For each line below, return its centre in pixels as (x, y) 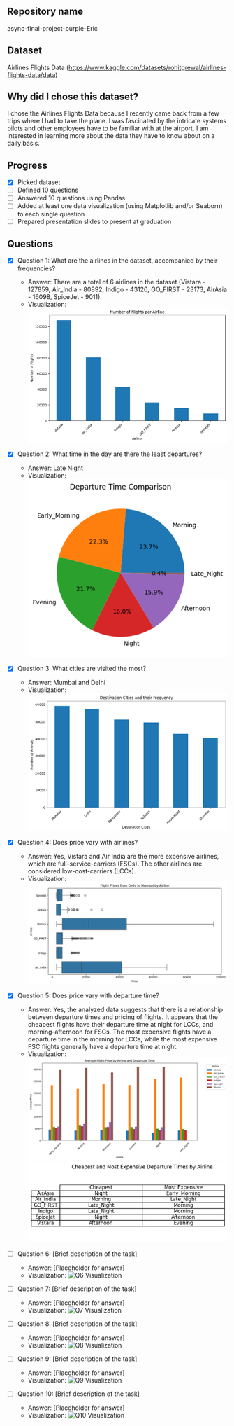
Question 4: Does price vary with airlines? (78, 843)
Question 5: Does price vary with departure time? (88, 996)
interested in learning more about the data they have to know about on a (111, 136)
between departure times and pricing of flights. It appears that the (123, 1017)
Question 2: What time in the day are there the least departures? (110, 454)
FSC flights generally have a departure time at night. (103, 1047)
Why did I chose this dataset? (73, 97)
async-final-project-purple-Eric (52, 28)
